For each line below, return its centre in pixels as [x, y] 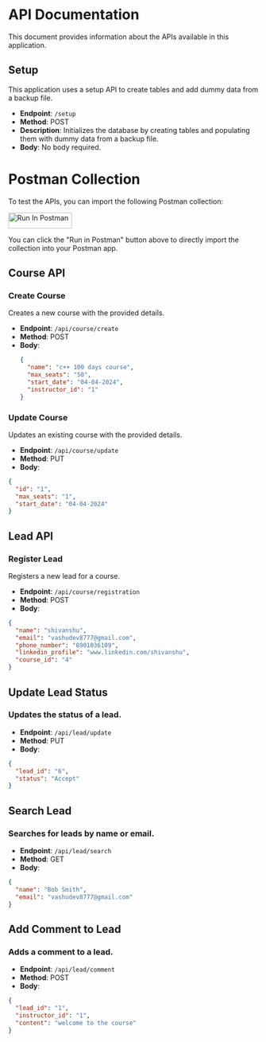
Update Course [38, 417]
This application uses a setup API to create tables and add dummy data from [133, 89]
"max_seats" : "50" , [60, 375]
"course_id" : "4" [44, 660]
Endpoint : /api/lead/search [66, 850]
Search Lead [40, 811]
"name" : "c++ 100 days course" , [81, 368]
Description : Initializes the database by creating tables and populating [135, 130]
